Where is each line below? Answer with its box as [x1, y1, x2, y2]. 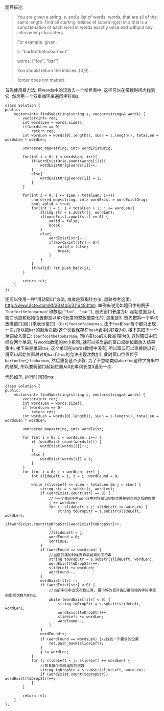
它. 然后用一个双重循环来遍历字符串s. [5, 93, 80, 99]
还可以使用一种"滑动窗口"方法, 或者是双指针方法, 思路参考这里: [5, 297, 131, 302]
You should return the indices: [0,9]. [17, 68, 90, 73]
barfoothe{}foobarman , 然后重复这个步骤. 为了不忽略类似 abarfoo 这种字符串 [5, 358, 155, 363]
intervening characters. [17, 30, 65, 35]
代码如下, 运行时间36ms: [5, 374, 55, 380]
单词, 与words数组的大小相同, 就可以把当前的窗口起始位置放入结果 [22, 339, 156, 345]
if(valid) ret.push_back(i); [31, 266, 91, 271]
